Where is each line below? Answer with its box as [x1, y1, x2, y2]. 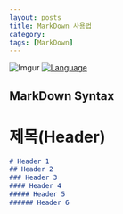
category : [9, 29, 46, 38]
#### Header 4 [9, 182, 62, 191]
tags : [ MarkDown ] [9, 37, 74, 47]
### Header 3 [9, 173, 58, 183]
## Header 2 [9, 165, 53, 174]
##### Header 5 [9, 190, 66, 199]
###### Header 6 [9, 198, 70, 207]
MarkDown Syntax [9, 88, 115, 103]
